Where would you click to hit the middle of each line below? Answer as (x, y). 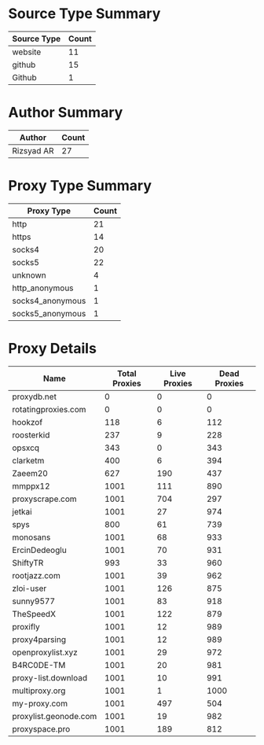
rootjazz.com (36, 575)
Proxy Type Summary (80, 186)
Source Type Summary (84, 14)
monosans (31, 537)
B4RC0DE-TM (39, 665)
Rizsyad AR (33, 150)
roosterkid (31, 435)
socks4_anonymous (49, 301)
